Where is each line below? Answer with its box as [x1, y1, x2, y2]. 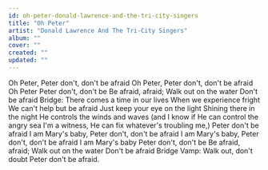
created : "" [8, 49, 48, 57]
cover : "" [8, 42, 42, 49]
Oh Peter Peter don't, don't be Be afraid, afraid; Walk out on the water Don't [8, 86, 258, 96]
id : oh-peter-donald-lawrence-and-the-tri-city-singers [8, 11, 198, 20]
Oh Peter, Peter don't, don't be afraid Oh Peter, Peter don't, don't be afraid [8, 77, 254, 88]
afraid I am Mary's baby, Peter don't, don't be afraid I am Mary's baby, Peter [8, 128, 259, 138]
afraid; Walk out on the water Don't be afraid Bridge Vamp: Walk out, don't [8, 145, 254, 156]
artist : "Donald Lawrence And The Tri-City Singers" [8, 26, 188, 34]
